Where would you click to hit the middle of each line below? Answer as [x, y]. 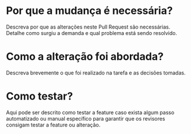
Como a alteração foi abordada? [85, 57]
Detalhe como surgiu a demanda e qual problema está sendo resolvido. [92, 33]
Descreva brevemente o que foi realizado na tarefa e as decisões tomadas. [96, 73]
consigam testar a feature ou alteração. [53, 125]
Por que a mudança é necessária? [89, 11]
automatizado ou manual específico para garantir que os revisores [86, 118]
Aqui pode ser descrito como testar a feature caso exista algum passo [90, 112]
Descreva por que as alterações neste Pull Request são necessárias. [88, 27]
